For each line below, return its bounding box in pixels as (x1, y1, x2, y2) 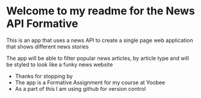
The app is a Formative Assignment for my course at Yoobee (14, 79, 165, 86)
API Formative (6, 17, 78, 30)
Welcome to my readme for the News (6, 4, 196, 18)
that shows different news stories (6, 43, 89, 50)
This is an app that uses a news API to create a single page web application (6, 36, 194, 44)
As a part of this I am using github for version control (14, 85, 146, 92)
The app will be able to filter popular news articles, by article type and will (6, 54, 190, 62)
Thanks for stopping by (14, 72, 73, 79)
